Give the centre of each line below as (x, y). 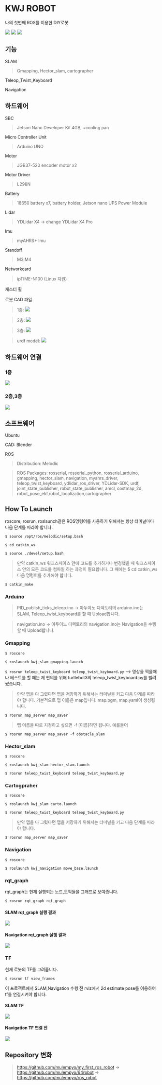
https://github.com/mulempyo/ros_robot (57, 1077)
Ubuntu (13, 435)
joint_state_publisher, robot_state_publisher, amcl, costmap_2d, (80, 488)
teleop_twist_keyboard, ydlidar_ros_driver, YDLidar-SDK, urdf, (78, 483)
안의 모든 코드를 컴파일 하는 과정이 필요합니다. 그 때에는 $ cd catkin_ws (90, 569)
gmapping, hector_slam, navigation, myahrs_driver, (67, 478)
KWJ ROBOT (31, 9)
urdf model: (28, 341)
